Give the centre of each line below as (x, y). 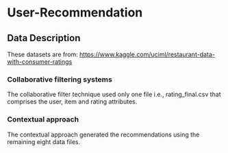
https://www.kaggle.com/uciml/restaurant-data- (148, 54)
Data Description (44, 38)
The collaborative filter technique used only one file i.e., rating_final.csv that (114, 95)
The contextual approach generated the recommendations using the (103, 134)
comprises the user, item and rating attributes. (72, 102)
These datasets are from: (43, 54)
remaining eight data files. (44, 141)
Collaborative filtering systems (60, 79)
